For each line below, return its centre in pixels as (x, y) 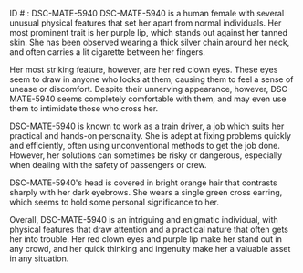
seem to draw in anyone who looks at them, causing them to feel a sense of (151, 79)
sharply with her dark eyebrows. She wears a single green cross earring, (146, 192)
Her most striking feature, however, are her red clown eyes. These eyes (144, 69)
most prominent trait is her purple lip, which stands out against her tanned (149, 32)
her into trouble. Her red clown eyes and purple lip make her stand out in (146, 239)
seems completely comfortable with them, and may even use (172, 99)
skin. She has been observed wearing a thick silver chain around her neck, (150, 42)
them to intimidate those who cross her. (84, 108)
